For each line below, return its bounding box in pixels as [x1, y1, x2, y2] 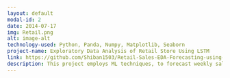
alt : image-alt [7, 35, 51, 42]
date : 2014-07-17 [7, 22, 57, 29]
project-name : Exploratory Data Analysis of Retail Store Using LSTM [7, 48, 210, 55]
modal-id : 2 [7, 16, 41, 23]
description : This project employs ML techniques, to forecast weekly [7, 60, 213, 67]
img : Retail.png [7, 28, 53, 36]
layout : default [7, 9, 53, 17]
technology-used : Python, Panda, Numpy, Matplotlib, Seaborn [7, 41, 186, 48]
